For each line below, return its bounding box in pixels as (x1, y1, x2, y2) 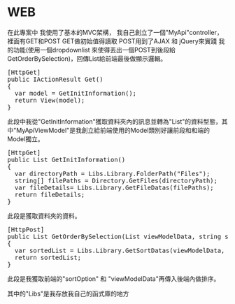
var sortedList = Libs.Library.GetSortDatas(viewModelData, (14, 246, 225, 254)
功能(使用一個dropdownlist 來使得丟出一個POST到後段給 (13, 45, 176, 54)
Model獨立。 (7, 134, 44, 143)
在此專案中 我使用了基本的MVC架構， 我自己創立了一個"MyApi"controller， (7, 28, 223, 36)
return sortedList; (14, 253, 82, 261)
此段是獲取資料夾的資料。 (7, 211, 81, 220)
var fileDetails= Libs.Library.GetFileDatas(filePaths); (14, 183, 215, 191)
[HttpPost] (7, 225, 45, 233)
